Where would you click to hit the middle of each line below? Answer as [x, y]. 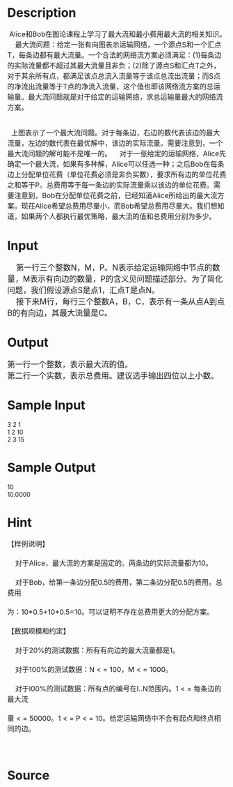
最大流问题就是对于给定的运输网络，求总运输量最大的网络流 [126, 97]
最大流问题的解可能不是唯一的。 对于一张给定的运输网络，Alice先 [117, 153]
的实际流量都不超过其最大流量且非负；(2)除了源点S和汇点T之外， [114, 66]
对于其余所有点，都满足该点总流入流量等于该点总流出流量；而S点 [114, 76]
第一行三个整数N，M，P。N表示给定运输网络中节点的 [114, 268]
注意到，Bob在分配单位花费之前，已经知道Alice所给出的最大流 [116, 195]
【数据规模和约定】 [39, 631]
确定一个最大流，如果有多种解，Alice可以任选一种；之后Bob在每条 [116, 164]
